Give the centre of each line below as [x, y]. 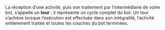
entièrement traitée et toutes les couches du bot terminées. [67, 23]
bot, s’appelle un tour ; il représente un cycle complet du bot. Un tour [77, 12]
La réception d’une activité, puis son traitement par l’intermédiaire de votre [83, 7]
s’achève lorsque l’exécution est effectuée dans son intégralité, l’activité [80, 18]
